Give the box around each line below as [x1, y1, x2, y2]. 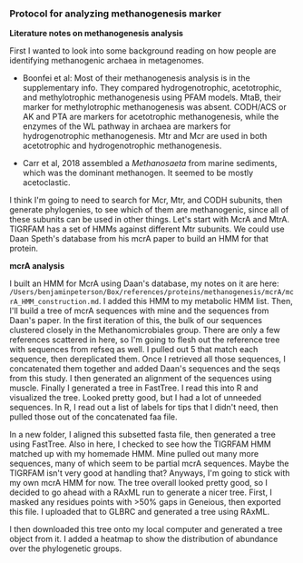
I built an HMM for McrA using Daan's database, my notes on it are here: [9, 278, 279, 289]
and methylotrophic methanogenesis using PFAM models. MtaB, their [22, 92, 281, 103]
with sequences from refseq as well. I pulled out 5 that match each [9, 344, 259, 355]
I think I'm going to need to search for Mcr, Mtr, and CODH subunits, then [9, 194, 283, 206]
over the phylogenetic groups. [9, 543, 122, 554]
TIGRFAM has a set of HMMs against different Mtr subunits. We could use [9, 223, 285, 234]
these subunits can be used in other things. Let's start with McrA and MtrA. [9, 214, 290, 225]
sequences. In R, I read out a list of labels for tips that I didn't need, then [9, 402, 279, 413]
